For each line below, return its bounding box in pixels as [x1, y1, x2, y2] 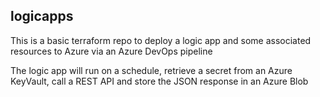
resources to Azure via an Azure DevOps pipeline [10, 45, 213, 57]
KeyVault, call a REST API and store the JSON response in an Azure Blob [10, 75, 309, 87]
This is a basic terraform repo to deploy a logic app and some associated [10, 34, 312, 46]
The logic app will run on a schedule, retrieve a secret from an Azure [10, 64, 293, 76]
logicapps [10, 8, 74, 25]
